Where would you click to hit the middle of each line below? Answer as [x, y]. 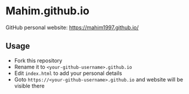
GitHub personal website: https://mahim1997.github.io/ [72, 27]
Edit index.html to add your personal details [68, 73]
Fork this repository [38, 60]
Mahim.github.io [48, 11]
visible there [30, 86]
